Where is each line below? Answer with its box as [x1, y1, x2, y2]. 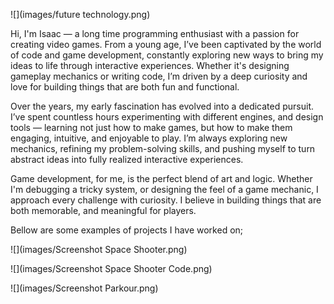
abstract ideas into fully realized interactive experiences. [10, 154, 244, 165]
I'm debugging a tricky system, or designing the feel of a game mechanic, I [10, 184, 319, 195]
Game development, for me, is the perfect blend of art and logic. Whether [10, 173, 313, 184]
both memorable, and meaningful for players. [10, 205, 197, 216]
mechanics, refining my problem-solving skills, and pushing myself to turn [10, 143, 316, 154]
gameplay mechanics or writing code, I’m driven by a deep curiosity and [10, 70, 308, 82]
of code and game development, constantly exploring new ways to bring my [10, 49, 324, 61]
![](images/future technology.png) [10, 9, 151, 20]
